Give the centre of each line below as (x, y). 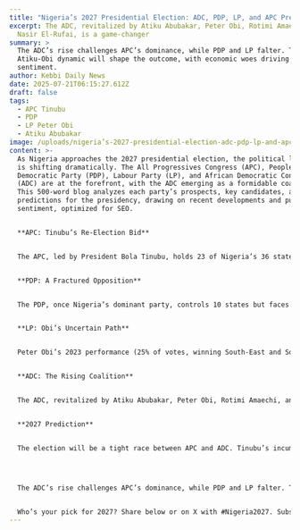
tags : (19, 101)
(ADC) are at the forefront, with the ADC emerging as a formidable (147, 184)
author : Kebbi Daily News (57, 76)
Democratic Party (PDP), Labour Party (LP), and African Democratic (147, 175)
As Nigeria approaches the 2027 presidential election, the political (151, 159)
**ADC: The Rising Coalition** (75, 376)
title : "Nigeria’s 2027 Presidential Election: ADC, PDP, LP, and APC (143, 17)
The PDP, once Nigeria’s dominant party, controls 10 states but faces (154, 305)
